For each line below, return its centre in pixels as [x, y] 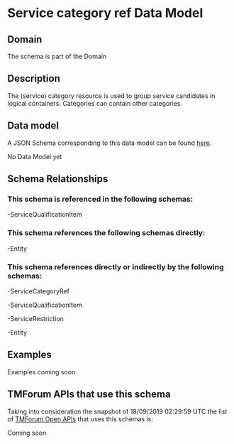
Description [34, 78]
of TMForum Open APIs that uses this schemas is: [80, 419]
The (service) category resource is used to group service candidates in [111, 96]
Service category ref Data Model [105, 13]
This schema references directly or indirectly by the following [116, 266]
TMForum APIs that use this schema [89, 395]
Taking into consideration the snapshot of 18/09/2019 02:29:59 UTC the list [117, 411]
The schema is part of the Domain [57, 56]
